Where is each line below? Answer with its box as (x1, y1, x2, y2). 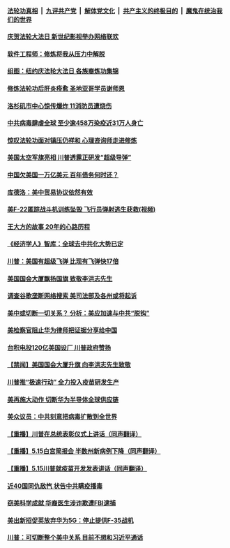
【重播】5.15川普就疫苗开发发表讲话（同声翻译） (7, 464, 148, 473)
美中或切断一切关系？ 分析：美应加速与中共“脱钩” (7, 309, 150, 317)
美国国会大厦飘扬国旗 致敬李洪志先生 (7, 274, 113, 283)
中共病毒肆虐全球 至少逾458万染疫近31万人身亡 (7, 119, 144, 127)
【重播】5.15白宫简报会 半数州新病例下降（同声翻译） (7, 447, 161, 455)
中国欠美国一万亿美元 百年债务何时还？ (7, 170, 119, 179)
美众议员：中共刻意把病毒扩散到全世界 (7, 413, 117, 421)
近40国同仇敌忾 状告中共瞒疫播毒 (7, 482, 103, 490)
